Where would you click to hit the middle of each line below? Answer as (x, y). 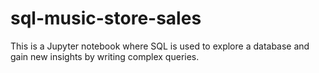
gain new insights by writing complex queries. (105, 56)
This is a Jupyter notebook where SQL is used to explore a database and (160, 46)
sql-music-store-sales (106, 18)
